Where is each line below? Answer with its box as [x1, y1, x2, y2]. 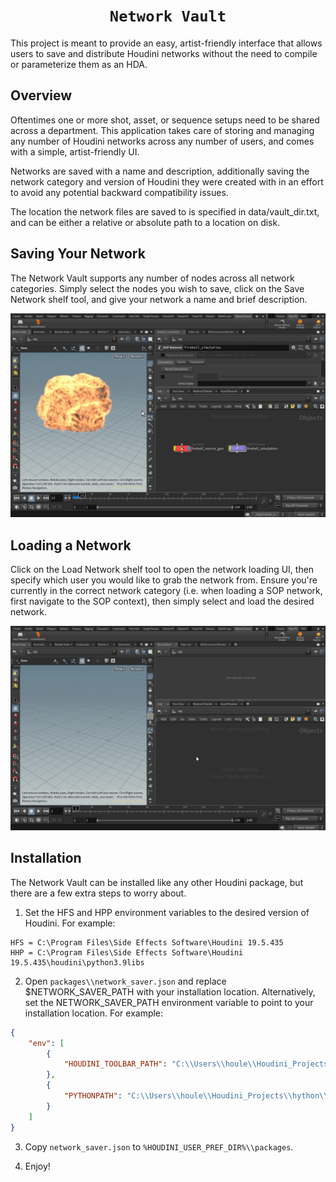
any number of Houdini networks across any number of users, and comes [10, 135, 315, 147]
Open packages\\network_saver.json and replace [24, 975, 227, 987]
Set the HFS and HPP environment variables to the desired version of [24, 906, 310, 918]
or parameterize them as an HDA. [10, 58, 148, 70]
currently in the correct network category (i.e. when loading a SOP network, [10, 585, 323, 597]
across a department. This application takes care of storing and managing [10, 124, 315, 136]
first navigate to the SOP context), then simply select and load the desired [10, 595, 315, 608]
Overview [10, 87, 73, 104]
